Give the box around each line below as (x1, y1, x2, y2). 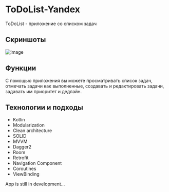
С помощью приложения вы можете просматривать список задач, (5, 77, 153, 83)
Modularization (12, 122, 45, 129)
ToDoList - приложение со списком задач (5, 20, 97, 27)
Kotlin (12, 117, 25, 123)
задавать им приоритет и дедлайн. (5, 88, 82, 94)
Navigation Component (12, 160, 62, 166)
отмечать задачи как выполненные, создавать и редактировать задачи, (5, 83, 164, 89)
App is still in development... (5, 181, 65, 187)
